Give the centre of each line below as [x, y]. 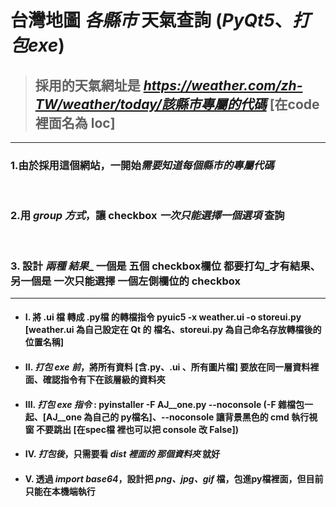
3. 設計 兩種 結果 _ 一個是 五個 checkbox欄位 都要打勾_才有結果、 [165, 266]
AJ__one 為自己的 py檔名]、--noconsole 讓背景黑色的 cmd [168, 417]
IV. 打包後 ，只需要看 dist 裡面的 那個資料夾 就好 [122, 454]
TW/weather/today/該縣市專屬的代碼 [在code [177, 104]
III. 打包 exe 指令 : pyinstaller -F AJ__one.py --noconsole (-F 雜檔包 [164, 404]
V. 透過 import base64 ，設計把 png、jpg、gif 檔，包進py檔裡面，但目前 [174, 478]
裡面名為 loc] [75, 122]
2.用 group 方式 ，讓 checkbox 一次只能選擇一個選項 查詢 [147, 216]
